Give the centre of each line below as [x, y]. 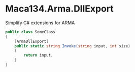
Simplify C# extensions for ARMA [40, 23]
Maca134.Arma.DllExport [60, 9]
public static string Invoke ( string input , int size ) [72, 46]
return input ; [38, 55]
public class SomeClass [30, 32]
